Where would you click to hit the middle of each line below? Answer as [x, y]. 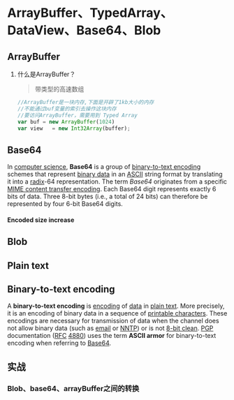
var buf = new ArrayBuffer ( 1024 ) [66, 121]
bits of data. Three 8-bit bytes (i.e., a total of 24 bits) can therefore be [108, 197]
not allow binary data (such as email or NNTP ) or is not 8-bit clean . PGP [110, 328]
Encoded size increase [41, 220]
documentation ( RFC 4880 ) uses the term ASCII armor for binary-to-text [112, 336]
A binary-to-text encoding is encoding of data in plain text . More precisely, [116, 306]
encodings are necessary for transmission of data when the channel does [113, 321]
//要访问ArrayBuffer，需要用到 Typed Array [77, 115]
